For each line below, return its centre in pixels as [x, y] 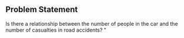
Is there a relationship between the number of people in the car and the [92, 23]
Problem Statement [42, 10]
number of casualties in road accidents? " [56, 30]
